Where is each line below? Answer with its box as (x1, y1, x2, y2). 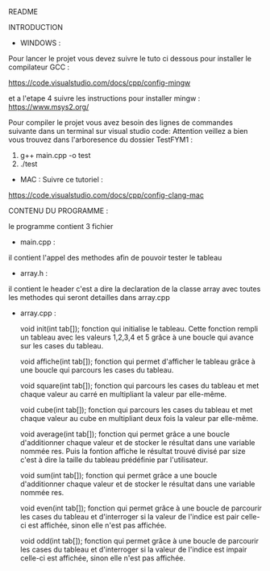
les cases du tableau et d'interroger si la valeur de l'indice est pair (19, 512, 239, 521)
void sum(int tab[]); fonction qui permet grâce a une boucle (19, 471, 218, 480)
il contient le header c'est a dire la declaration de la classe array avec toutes (8, 284, 261, 294)
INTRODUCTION (8, 23, 63, 31)
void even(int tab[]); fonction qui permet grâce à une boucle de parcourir (19, 503, 262, 513)
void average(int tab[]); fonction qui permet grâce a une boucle (19, 429, 231, 439)
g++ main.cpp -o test (19, 151, 91, 160)
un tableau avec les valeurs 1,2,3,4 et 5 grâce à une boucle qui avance (19, 332, 254, 342)
